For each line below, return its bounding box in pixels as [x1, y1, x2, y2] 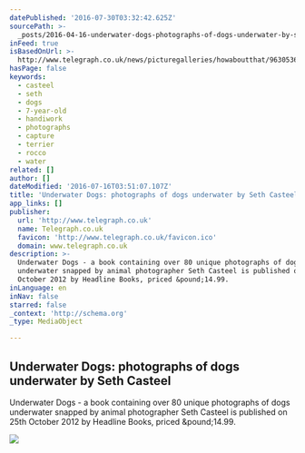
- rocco [17, 148, 47, 157]
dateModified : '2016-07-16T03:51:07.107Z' [9, 182, 172, 192]
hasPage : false [9, 64, 67, 74]
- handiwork [17, 114, 64, 123]
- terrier [17, 140, 54, 149]
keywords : [9, 73, 47, 82]
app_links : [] [9, 199, 64, 209]
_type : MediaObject [9, 317, 84, 327]
